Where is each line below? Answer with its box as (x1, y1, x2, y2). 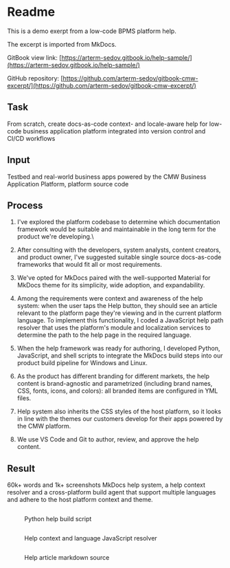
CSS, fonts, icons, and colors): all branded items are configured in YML (16, 386, 218, 395)
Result (7, 462, 36, 474)
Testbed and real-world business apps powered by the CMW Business (7, 173, 207, 181)
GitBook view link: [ (7, 53, 62, 62)
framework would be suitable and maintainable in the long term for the (16, 225, 216, 234)
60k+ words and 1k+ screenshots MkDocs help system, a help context (7, 481, 206, 489)
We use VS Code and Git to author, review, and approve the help (16, 435, 199, 444)
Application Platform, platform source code (7, 179, 129, 188)
